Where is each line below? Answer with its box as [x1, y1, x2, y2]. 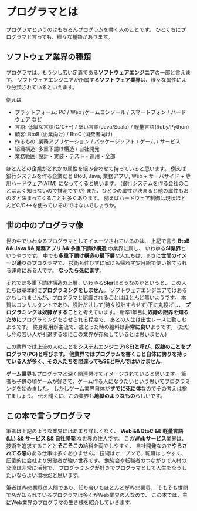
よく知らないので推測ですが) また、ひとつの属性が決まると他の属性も [16, 187, 184, 194]
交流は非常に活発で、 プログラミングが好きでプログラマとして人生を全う [6, 465, 182, 472]
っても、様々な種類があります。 [36, 33, 113, 40]
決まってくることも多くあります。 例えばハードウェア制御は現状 [21, 194, 176, 201]
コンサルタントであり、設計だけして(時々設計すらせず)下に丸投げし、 [16, 301, 184, 308]
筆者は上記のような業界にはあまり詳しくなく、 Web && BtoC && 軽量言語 [6, 428, 184, 435]
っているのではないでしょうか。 [42, 201, 120, 209]
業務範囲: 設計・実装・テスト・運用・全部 [14, 152, 116, 159]
